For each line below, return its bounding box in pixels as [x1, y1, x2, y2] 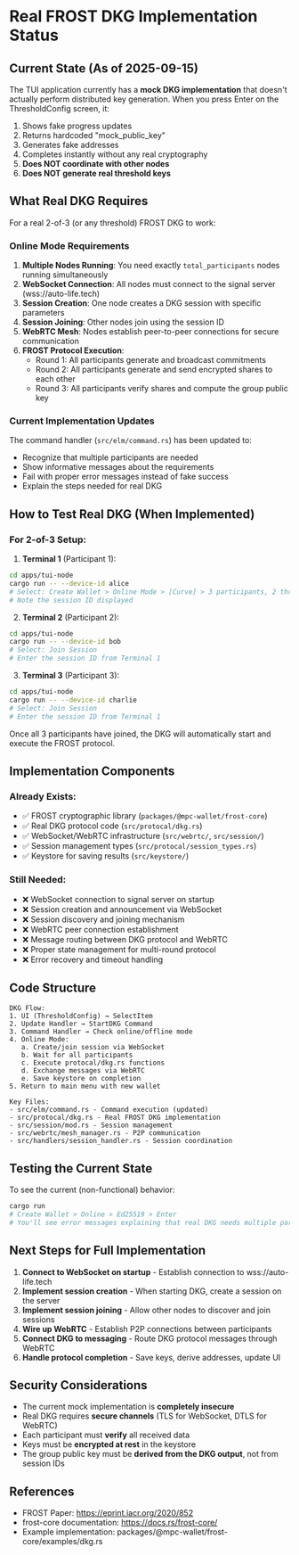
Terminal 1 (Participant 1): [21, 554, 117, 564]
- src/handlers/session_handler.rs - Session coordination [9, 1137, 233, 1146]
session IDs [21, 1458, 65, 1469]
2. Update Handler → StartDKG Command [9, 1019, 153, 1029]
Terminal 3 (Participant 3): [21, 671, 120, 681]
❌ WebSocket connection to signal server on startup [21, 893, 215, 904]
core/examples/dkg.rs [21, 1536, 103, 1547]
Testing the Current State [9, 1161, 153, 1176]
